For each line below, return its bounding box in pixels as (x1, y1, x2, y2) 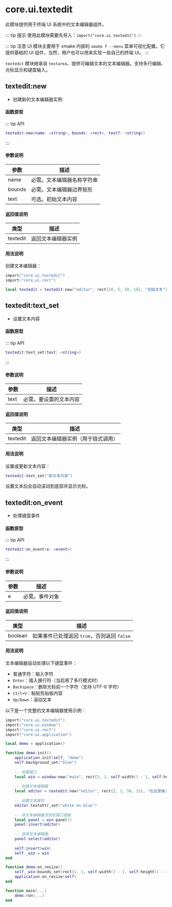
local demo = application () (5, 741, 66, 746)
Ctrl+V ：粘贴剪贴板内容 (12, 690, 63, 696)
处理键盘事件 (12, 512, 40, 519)
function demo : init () (5, 751, 52, 756)
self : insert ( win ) (14, 845, 52, 851)
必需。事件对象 (23, 593, 60, 600)
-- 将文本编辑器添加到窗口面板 (14, 812, 71, 818)
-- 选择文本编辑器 (14, 832, 49, 837)
